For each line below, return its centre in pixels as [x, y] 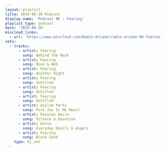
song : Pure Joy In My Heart [51, 110]
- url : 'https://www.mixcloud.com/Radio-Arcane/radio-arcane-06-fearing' [86, 37]
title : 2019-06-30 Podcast [33, 14]
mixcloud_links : [22, 32]
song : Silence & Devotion [49, 119]
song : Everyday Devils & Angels [56, 128]
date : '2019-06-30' [25, 28]
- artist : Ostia [35, 124]
